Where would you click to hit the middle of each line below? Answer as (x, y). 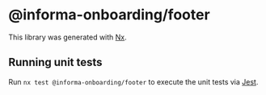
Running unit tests (55, 62)
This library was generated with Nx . (68, 37)
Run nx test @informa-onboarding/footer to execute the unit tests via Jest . (133, 81)
